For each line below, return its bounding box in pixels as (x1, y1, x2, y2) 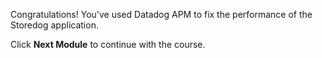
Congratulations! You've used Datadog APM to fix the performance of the (10, 9, 313, 20)
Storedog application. (10, 19, 99, 31)
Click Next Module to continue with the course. (10, 39, 206, 50)
